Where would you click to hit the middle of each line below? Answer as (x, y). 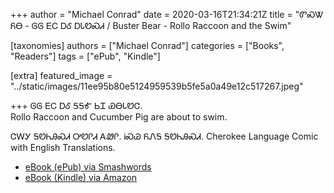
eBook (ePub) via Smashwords (88, 167)
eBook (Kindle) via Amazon (81, 177)
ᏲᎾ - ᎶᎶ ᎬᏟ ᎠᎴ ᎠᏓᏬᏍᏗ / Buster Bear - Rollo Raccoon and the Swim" (151, 25)
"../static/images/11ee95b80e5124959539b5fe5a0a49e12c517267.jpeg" (157, 86)
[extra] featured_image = (61, 75)
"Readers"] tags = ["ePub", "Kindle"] (85, 56)
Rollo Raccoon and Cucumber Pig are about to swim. (119, 117)
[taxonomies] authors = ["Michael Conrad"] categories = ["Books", (147, 45)
